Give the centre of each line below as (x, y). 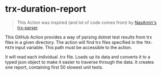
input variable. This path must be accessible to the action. (74, 47)
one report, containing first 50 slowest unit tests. (54, 67)
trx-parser (27, 27)
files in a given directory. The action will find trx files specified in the (74, 42)
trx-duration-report (46, 9)
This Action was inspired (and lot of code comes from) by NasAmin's (87, 22)
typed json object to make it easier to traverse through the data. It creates (80, 62)
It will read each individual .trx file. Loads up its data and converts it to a (78, 56)
